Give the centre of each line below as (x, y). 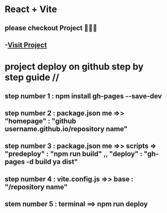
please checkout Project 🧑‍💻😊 (51, 28)
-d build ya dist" (52, 162)
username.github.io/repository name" (66, 129)
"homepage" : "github (41, 121)
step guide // (32, 77)
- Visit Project (26, 45)
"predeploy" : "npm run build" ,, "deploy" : (73, 154)
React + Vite (31, 9)
